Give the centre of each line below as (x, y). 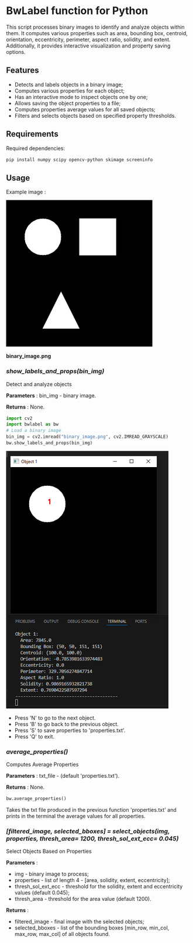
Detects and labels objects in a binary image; (69, 84)
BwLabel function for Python (77, 11)
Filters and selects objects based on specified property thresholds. (95, 115)
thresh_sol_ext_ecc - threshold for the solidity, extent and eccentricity (99, 887)
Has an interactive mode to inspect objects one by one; (81, 97)
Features (23, 71)
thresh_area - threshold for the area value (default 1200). (83, 899)
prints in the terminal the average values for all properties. (76, 816)
